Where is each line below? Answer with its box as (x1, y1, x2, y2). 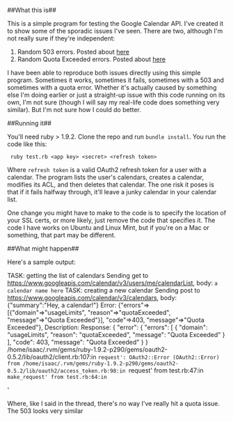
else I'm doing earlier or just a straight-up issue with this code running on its (7, 91, 225, 99)
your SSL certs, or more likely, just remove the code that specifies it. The (7, 216, 216, 224)
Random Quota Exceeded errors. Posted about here (17, 55, 166, 63)
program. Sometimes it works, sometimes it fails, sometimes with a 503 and (7, 76, 225, 84)
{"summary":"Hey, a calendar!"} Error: (7, 301, 117, 309)
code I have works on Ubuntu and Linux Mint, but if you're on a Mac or (7, 224, 210, 232)
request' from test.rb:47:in (128, 366, 204, 375)
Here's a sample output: (7, 258, 77, 266)
